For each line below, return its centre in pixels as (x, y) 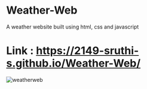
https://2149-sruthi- (87, 51)
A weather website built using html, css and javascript (73, 27)
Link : (20, 51)
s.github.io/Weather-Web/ (73, 63)
